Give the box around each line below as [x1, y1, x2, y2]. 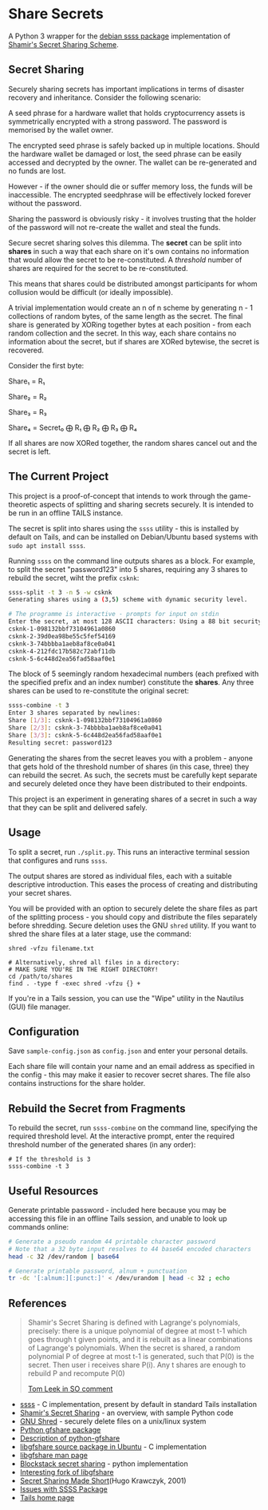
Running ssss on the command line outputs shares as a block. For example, [8, 556, 255, 566]
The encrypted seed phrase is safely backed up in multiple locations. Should [8, 141, 260, 150]
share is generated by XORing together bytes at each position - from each [8, 320, 251, 329]
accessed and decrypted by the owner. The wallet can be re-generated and [8, 157, 258, 167]
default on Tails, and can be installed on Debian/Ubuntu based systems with [8, 532, 258, 542]
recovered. [8, 345, 44, 355]
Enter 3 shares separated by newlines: [8, 709, 141, 717]
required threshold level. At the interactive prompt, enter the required [8, 1131, 235, 1141]
